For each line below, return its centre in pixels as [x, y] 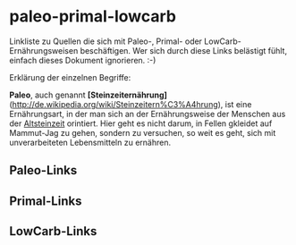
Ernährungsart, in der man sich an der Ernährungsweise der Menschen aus [148, 114]
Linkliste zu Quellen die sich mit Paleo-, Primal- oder [106, 41]
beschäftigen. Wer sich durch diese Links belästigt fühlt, [184, 50]
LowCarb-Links [53, 231]
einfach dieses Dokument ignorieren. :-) [83, 60]
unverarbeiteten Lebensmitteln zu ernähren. [90, 142]
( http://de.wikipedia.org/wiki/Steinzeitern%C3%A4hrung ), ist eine [131, 104]
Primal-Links [46, 201]
